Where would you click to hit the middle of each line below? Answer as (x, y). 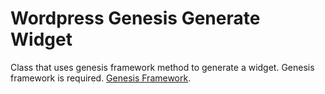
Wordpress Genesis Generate (135, 18)
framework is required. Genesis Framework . (101, 78)
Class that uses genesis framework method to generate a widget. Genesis (162, 67)
